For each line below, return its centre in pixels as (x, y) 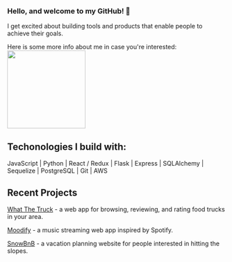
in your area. (25, 216)
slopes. (18, 251)
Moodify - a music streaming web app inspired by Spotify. (90, 230)
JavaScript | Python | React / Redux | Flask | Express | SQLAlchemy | (106, 164)
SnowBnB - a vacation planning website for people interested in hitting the (114, 243)
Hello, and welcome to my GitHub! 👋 (69, 11)
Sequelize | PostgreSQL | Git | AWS (57, 171)
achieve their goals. (35, 33)
